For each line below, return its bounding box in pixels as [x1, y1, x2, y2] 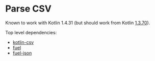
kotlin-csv [12, 39, 34, 45]
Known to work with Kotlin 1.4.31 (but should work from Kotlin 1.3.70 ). [5, 20, 150, 26]
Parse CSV [5, 3, 52, 15]
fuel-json [12, 50, 32, 56]
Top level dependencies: [5, 29, 57, 35]
